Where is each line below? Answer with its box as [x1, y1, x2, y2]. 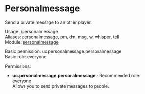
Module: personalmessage [5, 39, 59, 45]
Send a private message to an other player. [5, 19, 92, 25]
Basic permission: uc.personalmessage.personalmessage [5, 48, 121, 54]
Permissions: [5, 63, 31, 69]
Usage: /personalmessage [5, 28, 58, 34]
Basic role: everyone [5, 53, 47, 59]
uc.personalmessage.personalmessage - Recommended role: [12, 72, 141, 78]
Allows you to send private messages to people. [12, 83, 109, 89]
